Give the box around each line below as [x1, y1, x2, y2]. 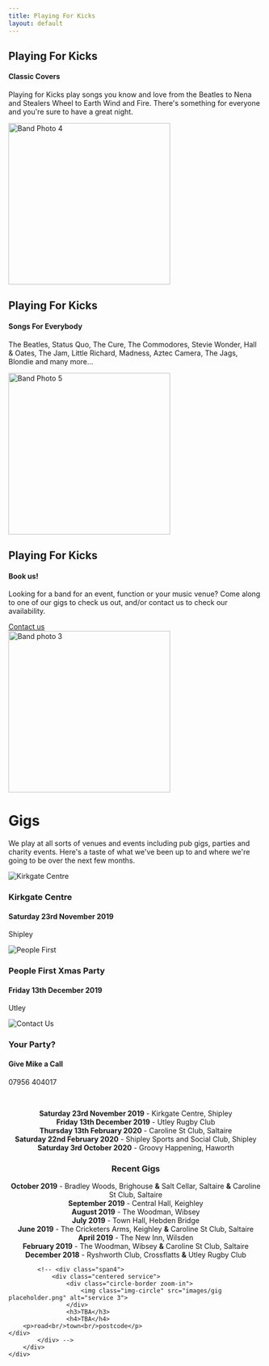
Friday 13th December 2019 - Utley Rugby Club [56, 1116, 216, 1127]
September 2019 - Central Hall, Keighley [68, 1198, 204, 1208]
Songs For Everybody [8, 322, 83, 331]
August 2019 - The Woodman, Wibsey [71, 1207, 200, 1217]
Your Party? [8, 1039, 57, 1050]
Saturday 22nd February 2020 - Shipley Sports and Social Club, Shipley [15, 1134, 257, 1144]
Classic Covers [8, 72, 61, 82]
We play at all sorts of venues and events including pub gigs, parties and [8, 839, 250, 848]
